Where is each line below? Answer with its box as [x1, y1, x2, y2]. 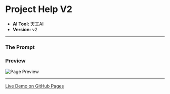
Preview [5, 57, 26, 64]
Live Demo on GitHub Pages [5, 83, 64, 89]
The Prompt [5, 44, 35, 51]
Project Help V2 [5, 4, 72, 15]
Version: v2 [12, 26, 38, 32]
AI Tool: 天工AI [12, 21, 44, 27]
